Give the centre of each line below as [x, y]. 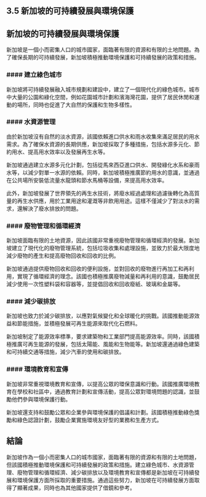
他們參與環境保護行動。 [41, 399]
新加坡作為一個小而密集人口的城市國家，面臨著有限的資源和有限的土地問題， [103, 457]
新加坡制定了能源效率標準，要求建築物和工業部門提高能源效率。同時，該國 [100, 336]
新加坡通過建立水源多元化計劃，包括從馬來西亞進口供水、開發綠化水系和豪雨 [103, 165]
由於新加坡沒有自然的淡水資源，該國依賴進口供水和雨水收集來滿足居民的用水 [103, 136]
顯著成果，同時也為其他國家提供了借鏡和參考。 [76, 488]
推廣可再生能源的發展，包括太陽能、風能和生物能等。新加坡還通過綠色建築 [105, 344]
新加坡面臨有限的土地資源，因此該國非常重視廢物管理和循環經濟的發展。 [97, 240]
